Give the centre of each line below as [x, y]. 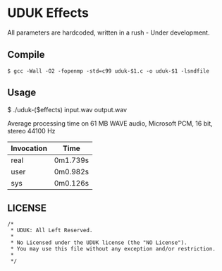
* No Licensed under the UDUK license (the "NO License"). [99, 243]
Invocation [29, 148]
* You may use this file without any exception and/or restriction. [113, 249]
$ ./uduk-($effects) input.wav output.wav [67, 109]
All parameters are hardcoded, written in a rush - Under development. [109, 32]
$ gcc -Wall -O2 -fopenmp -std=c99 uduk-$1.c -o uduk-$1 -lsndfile [109, 71]
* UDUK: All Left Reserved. [51, 231]
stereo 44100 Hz [31, 131]
